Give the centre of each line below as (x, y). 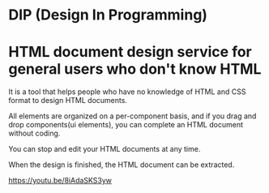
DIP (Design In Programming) (108, 15)
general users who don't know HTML (135, 69)
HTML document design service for (130, 52)
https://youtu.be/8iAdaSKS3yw (60, 181)
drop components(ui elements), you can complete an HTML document (126, 125)
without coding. (34, 133)
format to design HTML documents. (68, 101)
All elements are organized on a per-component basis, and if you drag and (132, 116)
